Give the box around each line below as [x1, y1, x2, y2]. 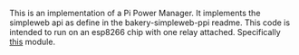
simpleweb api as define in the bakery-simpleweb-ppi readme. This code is [9, 17, 291, 28]
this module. [9, 36, 56, 47]
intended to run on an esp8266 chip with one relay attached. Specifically [9, 27, 281, 37]
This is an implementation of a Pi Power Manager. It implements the [9, 8, 261, 18]
